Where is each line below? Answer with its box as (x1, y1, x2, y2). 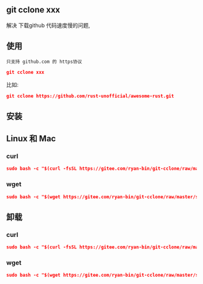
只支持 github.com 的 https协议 (6, 59, 83, 65)
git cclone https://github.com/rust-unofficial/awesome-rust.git (6, 93, 174, 99)
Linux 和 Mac (6, 134, 56, 144)
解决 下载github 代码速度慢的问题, (6, 21, 91, 29)
